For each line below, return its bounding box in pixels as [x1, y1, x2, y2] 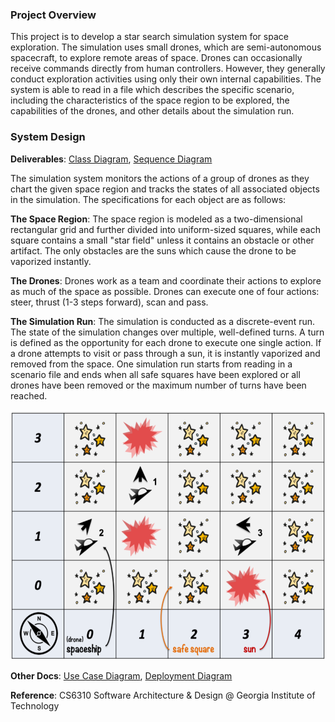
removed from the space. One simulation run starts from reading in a [10, 358, 293, 370]
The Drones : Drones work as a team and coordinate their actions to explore [10, 274, 322, 287]
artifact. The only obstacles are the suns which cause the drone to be [10, 244, 297, 257]
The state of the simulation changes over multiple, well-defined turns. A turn [10, 326, 325, 338]
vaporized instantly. [10, 255, 92, 267]
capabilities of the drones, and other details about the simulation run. [10, 105, 295, 117]
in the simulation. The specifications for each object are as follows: [10, 193, 287, 205]
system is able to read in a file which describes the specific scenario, [10, 84, 295, 96]
